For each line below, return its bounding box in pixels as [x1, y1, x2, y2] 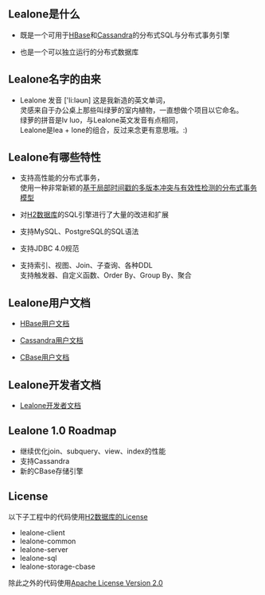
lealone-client [19, 527, 65, 537]
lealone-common [19, 536, 76, 546]
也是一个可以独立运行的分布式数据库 [19, 47, 139, 56]
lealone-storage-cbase [19, 562, 95, 571]
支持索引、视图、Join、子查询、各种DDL [19, 261, 153, 270]
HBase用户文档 [19, 319, 70, 329]
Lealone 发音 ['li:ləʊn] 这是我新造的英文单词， [19, 95, 170, 105]
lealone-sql [19, 553, 57, 562]
